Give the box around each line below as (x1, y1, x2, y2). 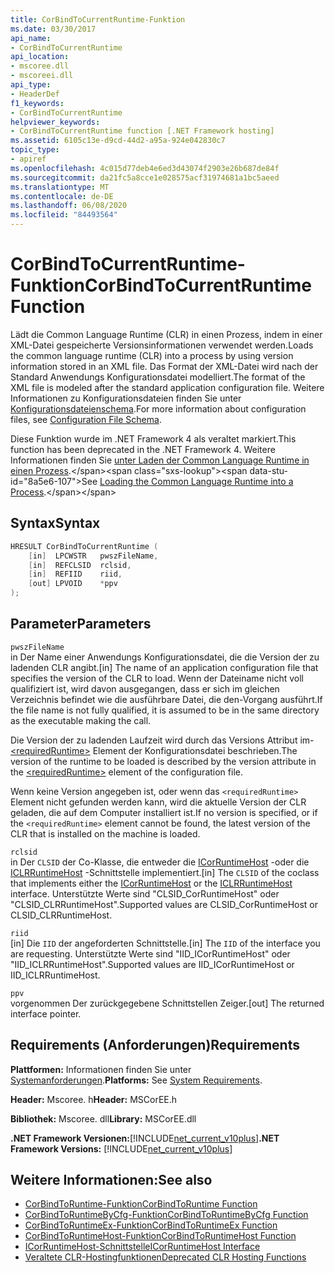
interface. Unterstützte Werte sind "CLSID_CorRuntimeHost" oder (10, 887, 280, 900)
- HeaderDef (10, 89, 60, 99)
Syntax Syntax (10, 515, 101, 532)
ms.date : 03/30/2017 (10, 24, 97, 34)
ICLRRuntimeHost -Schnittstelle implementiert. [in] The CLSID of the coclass (10, 866, 320, 878)
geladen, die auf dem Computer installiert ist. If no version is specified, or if (10, 806, 318, 818)
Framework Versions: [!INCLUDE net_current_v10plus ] (10, 1142, 233, 1155)
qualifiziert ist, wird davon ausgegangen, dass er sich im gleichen (10, 682, 280, 695)
